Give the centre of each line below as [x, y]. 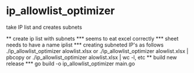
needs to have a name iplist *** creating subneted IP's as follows [85, 45]
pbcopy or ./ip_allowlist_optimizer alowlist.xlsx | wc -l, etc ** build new [91, 57]
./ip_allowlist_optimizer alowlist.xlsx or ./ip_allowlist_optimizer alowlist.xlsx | [97, 51]
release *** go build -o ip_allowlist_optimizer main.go [71, 64]
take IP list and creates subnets [44, 27]
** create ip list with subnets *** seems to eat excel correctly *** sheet [92, 38]
